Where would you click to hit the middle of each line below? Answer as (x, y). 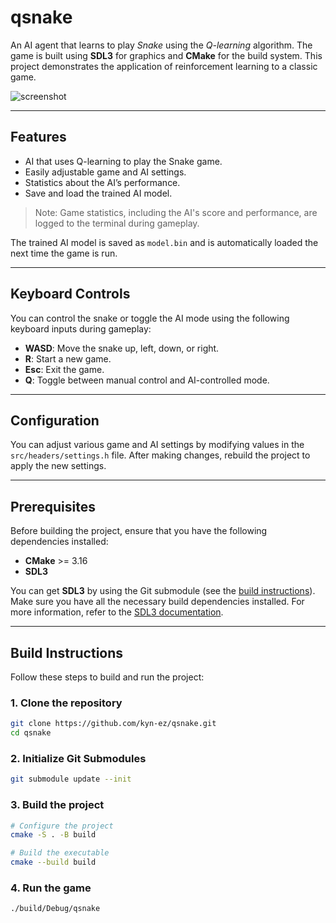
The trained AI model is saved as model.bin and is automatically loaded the (164, 242)
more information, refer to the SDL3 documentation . (117, 612)
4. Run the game (51, 888)
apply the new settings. (58, 466)
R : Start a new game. (68, 358)
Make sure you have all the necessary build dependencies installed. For (157, 602)
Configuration (55, 420)
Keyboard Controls (70, 294)
